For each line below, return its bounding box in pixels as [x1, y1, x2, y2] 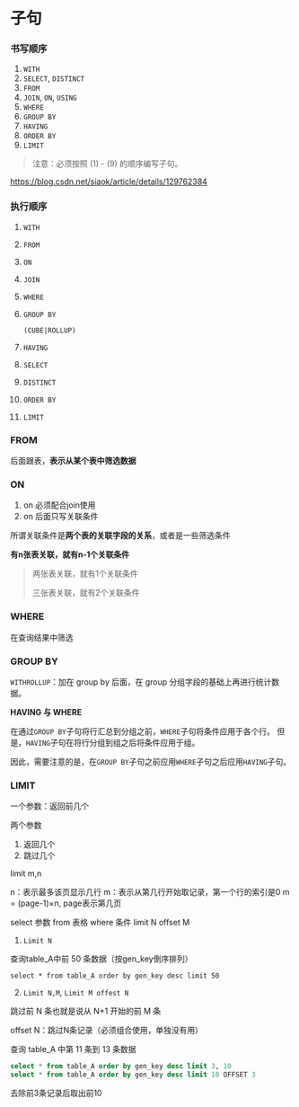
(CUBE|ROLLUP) [22, 325, 76, 335]
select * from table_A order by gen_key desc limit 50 [10, 971, 220, 980]
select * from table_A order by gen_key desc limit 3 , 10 [10, 1062, 232, 1071]
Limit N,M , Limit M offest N [22, 987, 129, 998]
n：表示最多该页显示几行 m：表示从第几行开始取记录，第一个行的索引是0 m [10, 887, 290, 898]
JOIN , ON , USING [22, 92, 77, 103]
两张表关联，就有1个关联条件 [31, 568, 138, 580]
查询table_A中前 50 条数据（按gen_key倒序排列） [10, 953, 193, 964]
